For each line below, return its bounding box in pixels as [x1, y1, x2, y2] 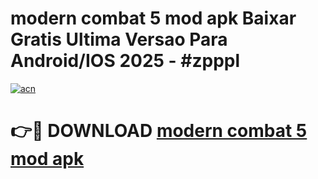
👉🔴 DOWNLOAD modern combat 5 [10, 120, 308, 142]
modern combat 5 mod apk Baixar [10, 7, 297, 30]
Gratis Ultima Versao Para [10, 28, 228, 51]
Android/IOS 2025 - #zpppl [10, 50, 241, 72]
